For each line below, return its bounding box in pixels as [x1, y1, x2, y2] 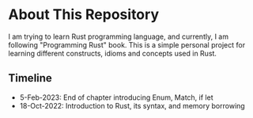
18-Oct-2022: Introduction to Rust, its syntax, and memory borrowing [19, 101, 245, 110]
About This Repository [8, 6, 160, 24]
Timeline [8, 71, 53, 85]
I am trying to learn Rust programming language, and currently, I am [8, 32, 229, 41]
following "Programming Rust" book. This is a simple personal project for [8, 40, 246, 49]
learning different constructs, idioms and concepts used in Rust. [8, 48, 217, 58]
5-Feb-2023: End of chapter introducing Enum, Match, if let [19, 93, 213, 102]
